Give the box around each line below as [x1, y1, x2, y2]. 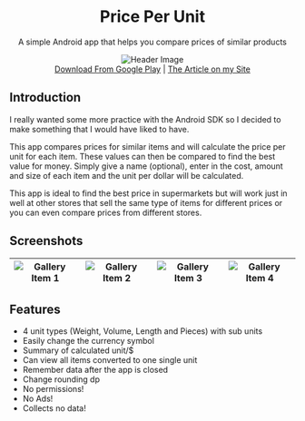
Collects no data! [22, 403, 86, 414]
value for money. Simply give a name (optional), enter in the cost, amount [9, 161, 283, 171]
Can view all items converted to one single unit [22, 355, 198, 366]
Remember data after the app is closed [22, 365, 169, 376]
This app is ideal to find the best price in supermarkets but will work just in [9, 188, 288, 199]
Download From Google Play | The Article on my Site [54, 64, 251, 74]
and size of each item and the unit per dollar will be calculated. [9, 170, 244, 181]
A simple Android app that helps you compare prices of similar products [17, 36, 288, 47]
